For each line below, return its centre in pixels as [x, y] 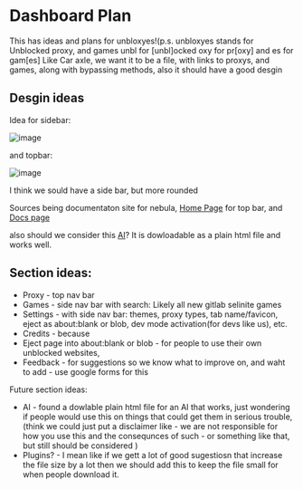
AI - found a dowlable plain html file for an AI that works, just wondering [156, 407]
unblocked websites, [61, 352]
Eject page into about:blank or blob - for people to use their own [142, 343]
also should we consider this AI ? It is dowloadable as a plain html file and [145, 235]
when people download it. [71, 474]
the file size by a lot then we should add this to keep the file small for [150, 465]
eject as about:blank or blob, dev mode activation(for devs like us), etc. [155, 323]
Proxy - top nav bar [58, 294]
